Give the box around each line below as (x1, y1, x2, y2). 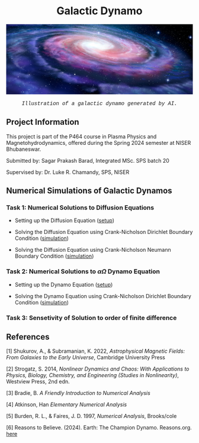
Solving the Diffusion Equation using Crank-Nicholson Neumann (14, 246, 171, 254)
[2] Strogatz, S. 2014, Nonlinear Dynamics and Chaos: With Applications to (6, 365, 190, 372)
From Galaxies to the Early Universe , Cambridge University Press (6, 354, 166, 361)
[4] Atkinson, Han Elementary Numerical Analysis (6, 401, 127, 408)
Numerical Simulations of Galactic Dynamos (6, 186, 173, 196)
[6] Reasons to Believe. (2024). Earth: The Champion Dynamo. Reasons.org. (6, 424, 192, 431)
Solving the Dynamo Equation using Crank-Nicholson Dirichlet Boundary (14, 292, 191, 299)
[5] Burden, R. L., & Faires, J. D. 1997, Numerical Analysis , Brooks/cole (6, 413, 177, 420)
